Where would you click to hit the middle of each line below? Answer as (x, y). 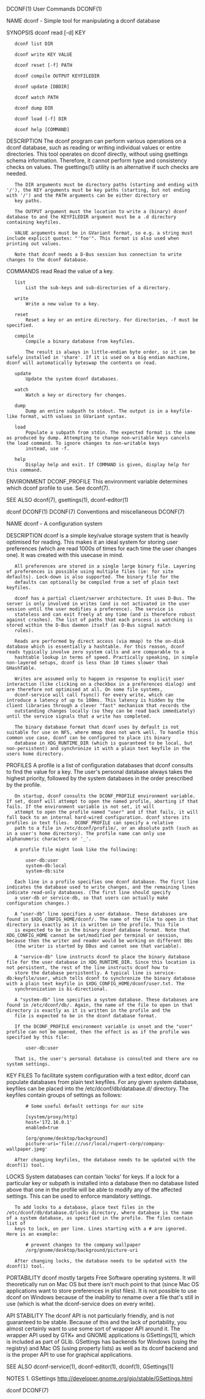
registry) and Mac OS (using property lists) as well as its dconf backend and (102, 1348)
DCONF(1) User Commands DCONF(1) (54, 9)
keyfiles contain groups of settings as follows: (64, 1095)
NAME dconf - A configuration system (54, 524)
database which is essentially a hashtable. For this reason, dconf (95, 646)
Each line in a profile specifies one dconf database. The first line (106, 882)
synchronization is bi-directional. (61, 989)
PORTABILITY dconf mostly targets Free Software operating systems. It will (101, 1278)
